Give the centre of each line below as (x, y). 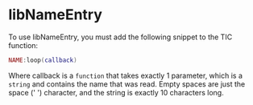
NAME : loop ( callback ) (43, 60)
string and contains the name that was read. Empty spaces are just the (127, 84)
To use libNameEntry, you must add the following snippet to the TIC (120, 37)
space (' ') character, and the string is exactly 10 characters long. (116, 92)
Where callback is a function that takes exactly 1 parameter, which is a (126, 75)
